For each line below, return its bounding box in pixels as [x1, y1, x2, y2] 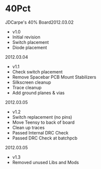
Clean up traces [12, 124, 45, 131]
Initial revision [12, 34, 41, 40]
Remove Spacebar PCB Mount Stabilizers [12, 74, 97, 80]
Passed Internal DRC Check [12, 130, 69, 135]
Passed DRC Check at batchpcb [12, 135, 78, 141]
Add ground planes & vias [12, 90, 65, 96]
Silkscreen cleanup [12, 79, 51, 85]
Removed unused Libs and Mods [12, 159, 79, 165]
